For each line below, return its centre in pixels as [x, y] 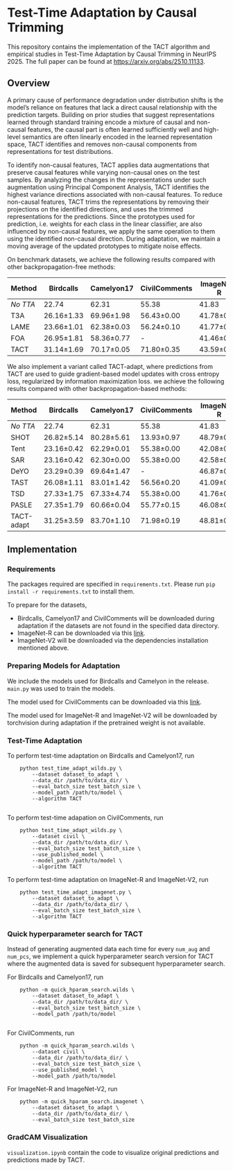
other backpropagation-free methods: [61, 267]
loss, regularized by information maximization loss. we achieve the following [116, 381]
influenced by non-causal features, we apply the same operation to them [111, 231]
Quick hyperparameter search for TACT [75, 934]
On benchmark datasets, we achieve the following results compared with [111, 259]
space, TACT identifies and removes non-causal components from [102, 144]
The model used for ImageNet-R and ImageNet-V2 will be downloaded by [112, 715]
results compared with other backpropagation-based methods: [97, 388]
